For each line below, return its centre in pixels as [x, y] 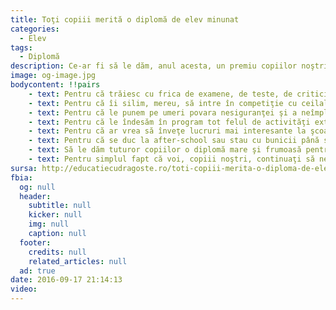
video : [24, 289]
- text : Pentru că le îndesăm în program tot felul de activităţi [169, 122]
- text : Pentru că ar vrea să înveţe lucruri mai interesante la [167, 131]
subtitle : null [60, 206]
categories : [35, 29]
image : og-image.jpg [53, 76]
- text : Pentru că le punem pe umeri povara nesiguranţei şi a [163, 112]
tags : [21, 47]
